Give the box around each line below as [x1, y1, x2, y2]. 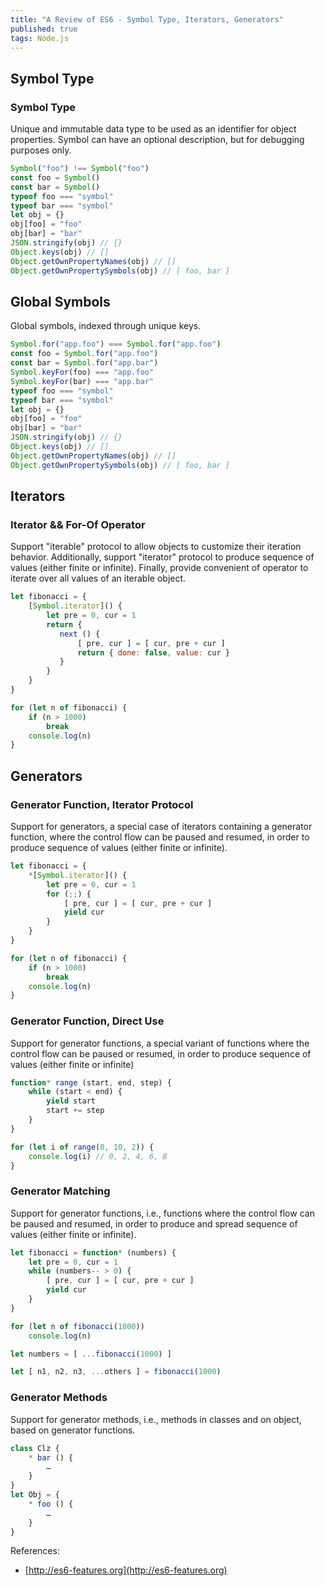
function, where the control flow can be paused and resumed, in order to [10, 831, 310, 843]
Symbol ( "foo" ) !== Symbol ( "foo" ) [10, 164, 150, 174]
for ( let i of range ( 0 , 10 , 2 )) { [10, 1142, 155, 1152]
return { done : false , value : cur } [77, 647, 230, 658]
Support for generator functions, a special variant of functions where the [10, 1037, 310, 1049]
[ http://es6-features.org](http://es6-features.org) [24, 1564, 228, 1576]
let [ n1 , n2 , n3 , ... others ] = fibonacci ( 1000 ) [10, 1367, 222, 1377]
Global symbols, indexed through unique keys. [10, 320, 202, 332]
